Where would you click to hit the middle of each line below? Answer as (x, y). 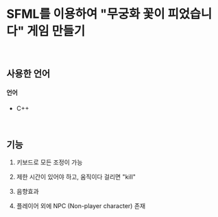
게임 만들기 (56, 31)
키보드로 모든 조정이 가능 (49, 162)
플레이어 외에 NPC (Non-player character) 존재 (81, 206)
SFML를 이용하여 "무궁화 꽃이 (86, 14)
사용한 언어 (28, 74)
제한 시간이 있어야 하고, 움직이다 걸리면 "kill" (76, 177)
